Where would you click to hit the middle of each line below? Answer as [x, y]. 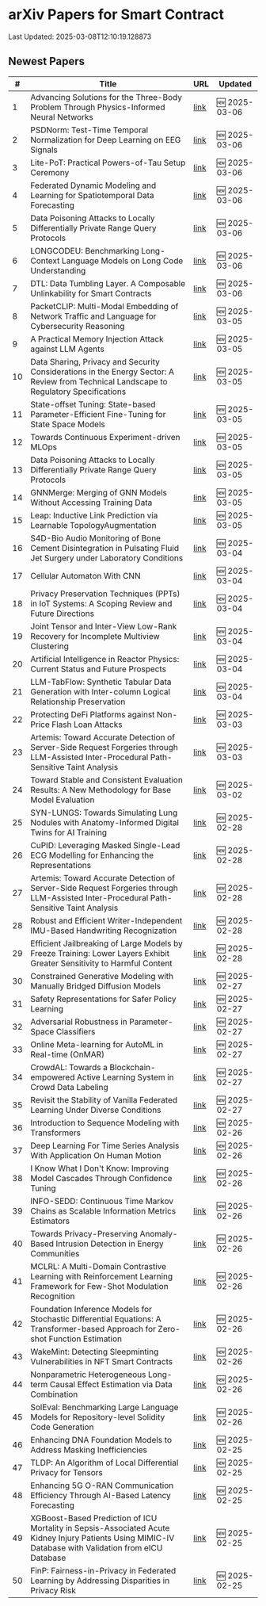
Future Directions [63, 614]
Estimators [50, 1221]
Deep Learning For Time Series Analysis [105, 1145]
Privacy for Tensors [66, 1472]
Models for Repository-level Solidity [98, 1417]
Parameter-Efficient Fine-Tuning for [98, 414]
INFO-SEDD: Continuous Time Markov [102, 1201]
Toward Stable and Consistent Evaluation [107, 780]
